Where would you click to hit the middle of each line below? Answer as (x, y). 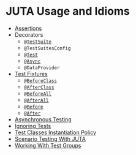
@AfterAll (36, 100)
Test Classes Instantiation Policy (55, 132)
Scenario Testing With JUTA (50, 138)
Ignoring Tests (33, 126)
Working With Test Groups (48, 145)
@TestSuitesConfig (47, 48)
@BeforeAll (38, 94)
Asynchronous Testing (43, 119)
